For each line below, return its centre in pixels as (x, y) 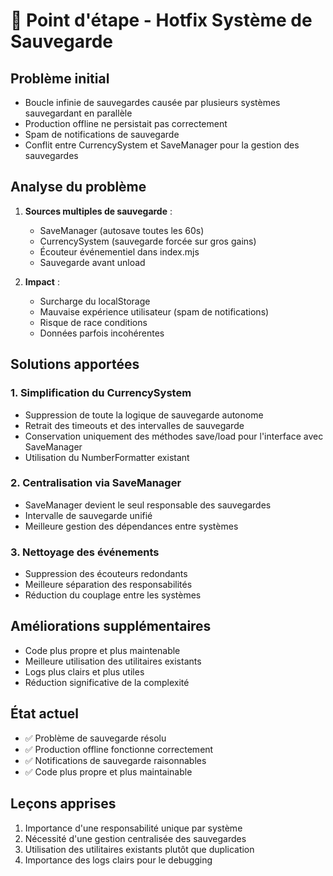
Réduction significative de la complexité (107, 682)
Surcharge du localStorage (95, 301)
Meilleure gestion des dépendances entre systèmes (131, 526)
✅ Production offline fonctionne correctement (119, 749)
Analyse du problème (78, 187)
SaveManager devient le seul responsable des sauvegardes (148, 505)
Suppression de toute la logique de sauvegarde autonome (144, 415)
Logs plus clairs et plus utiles (84, 671)
